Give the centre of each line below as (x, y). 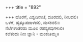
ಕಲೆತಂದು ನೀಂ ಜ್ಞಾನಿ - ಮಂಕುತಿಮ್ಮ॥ (32, 34)
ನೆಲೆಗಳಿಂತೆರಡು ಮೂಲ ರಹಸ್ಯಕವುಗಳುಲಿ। (35, 28)
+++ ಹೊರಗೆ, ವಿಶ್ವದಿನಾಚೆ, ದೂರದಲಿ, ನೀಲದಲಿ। (42, 17)
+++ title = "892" (23, 7)
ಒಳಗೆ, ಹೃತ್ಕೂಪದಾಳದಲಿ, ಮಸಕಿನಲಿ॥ (33, 22)
